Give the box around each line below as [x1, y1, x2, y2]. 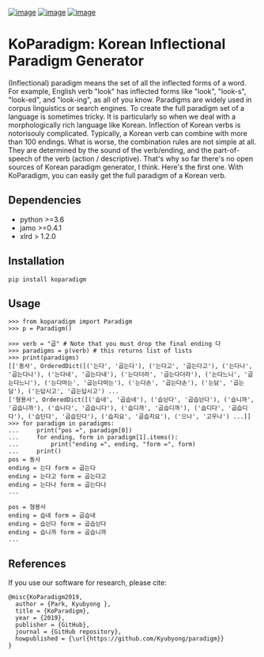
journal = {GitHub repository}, [15, 628, 123, 636]
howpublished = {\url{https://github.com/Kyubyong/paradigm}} [15, 635, 224, 643]
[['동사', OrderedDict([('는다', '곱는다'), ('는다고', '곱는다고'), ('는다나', [8, 363, 253, 370]
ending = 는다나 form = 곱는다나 [8, 481, 107, 489]
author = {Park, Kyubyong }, [15, 600, 111, 609]
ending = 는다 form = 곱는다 [8, 464, 96, 473]
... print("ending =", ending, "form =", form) [8, 440, 196, 449]
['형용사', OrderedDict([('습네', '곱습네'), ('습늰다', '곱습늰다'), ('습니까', [8, 396, 255, 404]
